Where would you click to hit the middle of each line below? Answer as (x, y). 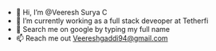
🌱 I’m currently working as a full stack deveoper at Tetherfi (112, 21)
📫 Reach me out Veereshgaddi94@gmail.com (92, 38)
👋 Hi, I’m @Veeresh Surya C (61, 12)
